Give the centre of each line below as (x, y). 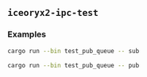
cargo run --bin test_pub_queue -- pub (73, 65)
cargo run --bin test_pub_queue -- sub (73, 51)
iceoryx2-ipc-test (53, 13)
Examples (27, 34)
